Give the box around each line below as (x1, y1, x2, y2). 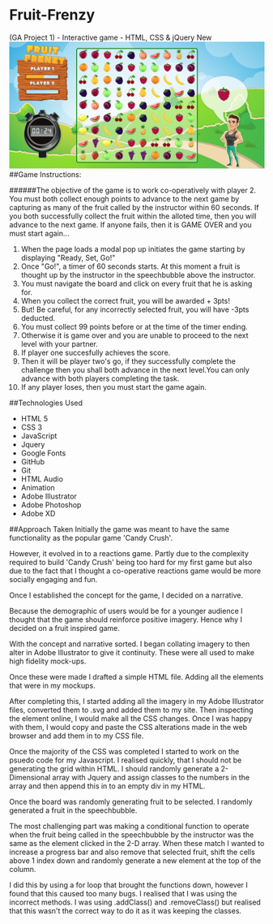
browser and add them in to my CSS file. (9, 731, 144, 740)
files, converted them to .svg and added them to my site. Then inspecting (9, 705, 254, 715)
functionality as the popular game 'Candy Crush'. (9, 533, 173, 543)
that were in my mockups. (9, 680, 96, 691)
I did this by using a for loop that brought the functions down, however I (9, 880, 248, 890)
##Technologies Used (9, 398, 83, 408)
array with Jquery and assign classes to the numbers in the (52, 773, 250, 783)
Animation (20, 483, 55, 493)
